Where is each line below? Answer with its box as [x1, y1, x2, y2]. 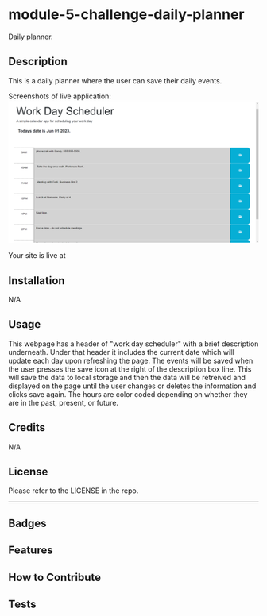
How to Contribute [8, 570, 102, 584]
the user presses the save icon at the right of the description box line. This [8, 364, 252, 374]
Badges [8, 516, 47, 529]
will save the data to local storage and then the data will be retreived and [8, 372, 246, 382]
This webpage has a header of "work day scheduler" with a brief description [8, 339, 259, 348]
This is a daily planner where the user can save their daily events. [8, 75, 222, 85]
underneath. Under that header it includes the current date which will [8, 347, 234, 356]
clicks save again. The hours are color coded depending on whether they [8, 389, 248, 398]
